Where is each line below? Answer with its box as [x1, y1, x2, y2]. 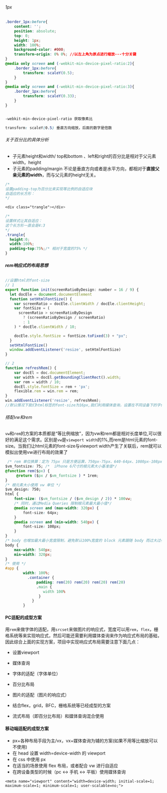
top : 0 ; [14, 33, 30, 38]
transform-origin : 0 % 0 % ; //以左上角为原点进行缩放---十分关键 [14, 52, 137, 57]
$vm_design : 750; [5, 487, 41, 492]
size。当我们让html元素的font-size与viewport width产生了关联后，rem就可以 [5, 443, 162, 449]
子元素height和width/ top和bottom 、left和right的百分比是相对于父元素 [12, 153, 157, 159]
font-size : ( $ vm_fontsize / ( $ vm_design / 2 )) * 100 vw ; [14, 497, 133, 502]
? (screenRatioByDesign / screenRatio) [23, 315, 106, 320]
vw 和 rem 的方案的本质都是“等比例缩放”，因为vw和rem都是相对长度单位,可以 [5, 431, 158, 437]
